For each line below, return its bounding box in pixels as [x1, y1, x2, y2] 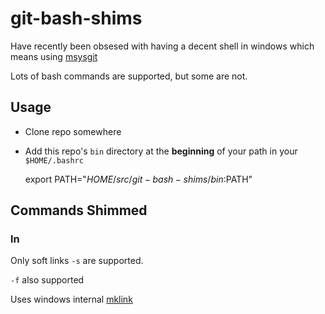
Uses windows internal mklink [10, 293, 133, 306]
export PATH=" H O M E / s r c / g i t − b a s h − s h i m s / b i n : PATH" [24, 173, 253, 185]
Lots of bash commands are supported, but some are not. [10, 70, 248, 82]
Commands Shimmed [10, 202, 148, 219]
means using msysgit [10, 50, 98, 62]
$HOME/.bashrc [24, 155, 84, 166]
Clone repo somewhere [24, 125, 122, 137]
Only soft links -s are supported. [10, 255, 144, 267]
